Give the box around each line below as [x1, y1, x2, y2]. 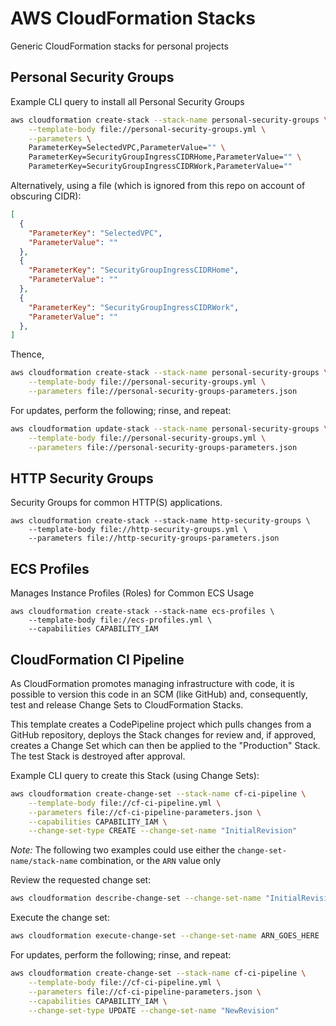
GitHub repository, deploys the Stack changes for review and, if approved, [10, 728, 317, 741]
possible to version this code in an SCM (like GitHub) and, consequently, [10, 688, 308, 700]
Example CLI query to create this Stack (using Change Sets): [10, 769, 260, 781]
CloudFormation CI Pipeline [10, 651, 185, 668]
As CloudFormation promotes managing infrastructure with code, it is [10, 677, 295, 689]
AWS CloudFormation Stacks [10, 7, 256, 30]
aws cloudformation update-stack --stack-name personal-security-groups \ [10, 423, 329, 434]
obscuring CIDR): [10, 190, 82, 202]
